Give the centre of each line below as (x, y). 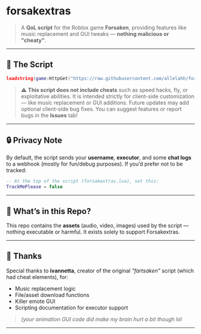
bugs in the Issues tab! (49, 115)
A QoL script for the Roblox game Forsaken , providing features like (103, 27)
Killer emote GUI (35, 301)
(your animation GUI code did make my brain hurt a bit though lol (101, 319)
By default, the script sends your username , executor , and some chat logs (99, 158)
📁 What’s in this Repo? (49, 211)
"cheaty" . (33, 40)
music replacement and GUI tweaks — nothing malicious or (95, 33)
